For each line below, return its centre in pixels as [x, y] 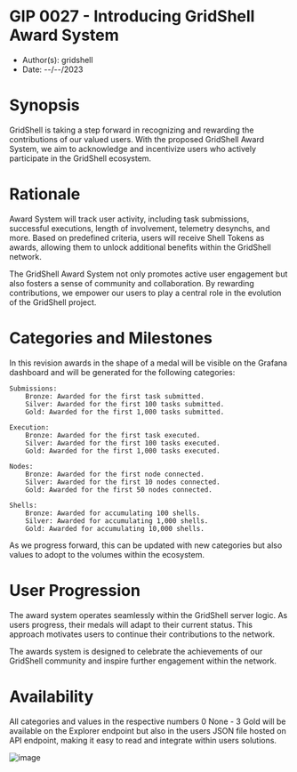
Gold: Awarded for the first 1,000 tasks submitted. [125, 412]
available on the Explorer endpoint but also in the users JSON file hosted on [148, 730]
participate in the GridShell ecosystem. [80, 158]
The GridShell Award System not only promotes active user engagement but [148, 274]
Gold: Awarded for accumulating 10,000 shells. [115, 528]
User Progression [75, 590]
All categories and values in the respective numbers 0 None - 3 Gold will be [148, 721]
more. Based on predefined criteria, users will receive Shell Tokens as [137, 237]
